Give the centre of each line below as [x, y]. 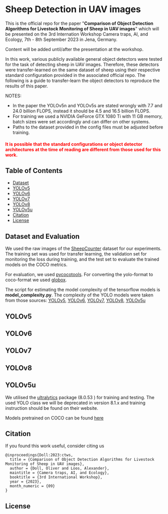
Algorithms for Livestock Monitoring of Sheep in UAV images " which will [82, 28]
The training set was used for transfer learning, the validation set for [76, 254]
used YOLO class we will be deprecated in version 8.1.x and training [75, 403]
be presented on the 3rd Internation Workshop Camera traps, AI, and [77, 34]
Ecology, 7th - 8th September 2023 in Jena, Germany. [61, 39]
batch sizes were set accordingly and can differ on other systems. [81, 121]
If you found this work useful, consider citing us [55, 446]
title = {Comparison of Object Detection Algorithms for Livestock [82, 460]
